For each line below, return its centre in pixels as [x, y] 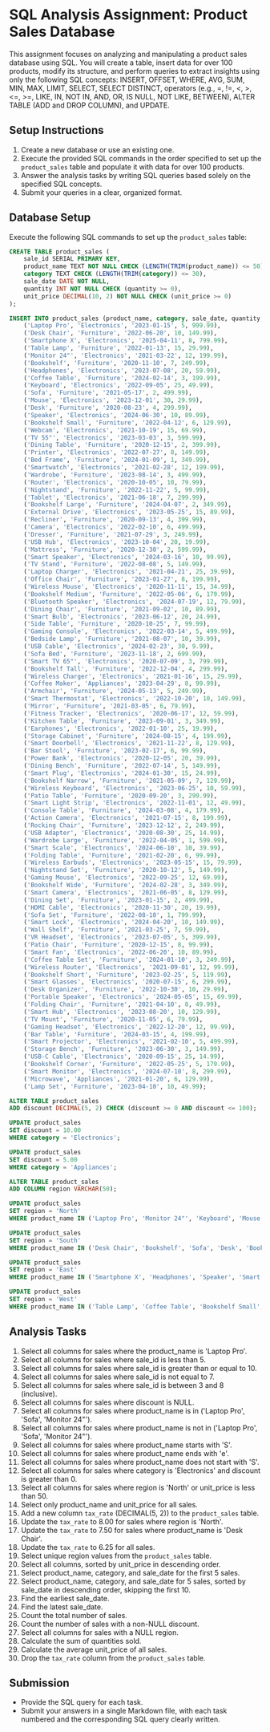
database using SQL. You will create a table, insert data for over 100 [121, 63]
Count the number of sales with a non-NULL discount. [110, 1624]
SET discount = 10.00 [45, 1130]
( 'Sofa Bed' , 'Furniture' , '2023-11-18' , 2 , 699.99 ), [115, 654]
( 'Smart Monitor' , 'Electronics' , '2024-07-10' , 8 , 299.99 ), [127, 1071]
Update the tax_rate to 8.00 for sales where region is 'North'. [122, 1521]
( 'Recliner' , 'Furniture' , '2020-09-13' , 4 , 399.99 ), [115, 520]
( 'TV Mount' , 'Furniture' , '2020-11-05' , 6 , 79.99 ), [113, 1019]
